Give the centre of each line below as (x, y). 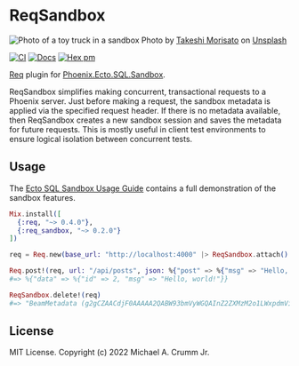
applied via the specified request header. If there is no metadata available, (145, 110)
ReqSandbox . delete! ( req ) (55, 295)
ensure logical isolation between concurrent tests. (101, 139)
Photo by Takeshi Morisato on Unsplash (214, 40)
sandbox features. (42, 197)
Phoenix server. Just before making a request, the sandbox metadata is (140, 101)
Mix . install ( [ (36, 214)
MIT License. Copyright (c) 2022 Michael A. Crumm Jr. (109, 353)
